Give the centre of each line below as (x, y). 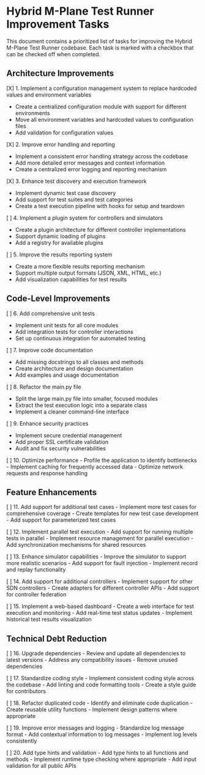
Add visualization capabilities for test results (71, 279)
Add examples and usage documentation (67, 375)
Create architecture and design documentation (74, 368)
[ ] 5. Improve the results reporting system (59, 254)
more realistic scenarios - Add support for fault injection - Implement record (102, 563)
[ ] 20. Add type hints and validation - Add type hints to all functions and (97, 753)
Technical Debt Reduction (57, 638)
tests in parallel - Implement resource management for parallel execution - (100, 538)
